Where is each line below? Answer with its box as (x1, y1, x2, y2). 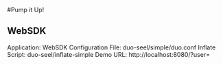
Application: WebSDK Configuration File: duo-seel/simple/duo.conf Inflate (7, 43, 216, 51)
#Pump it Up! (7, 6, 45, 14)
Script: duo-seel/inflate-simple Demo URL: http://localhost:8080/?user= (7, 50, 211, 58)
